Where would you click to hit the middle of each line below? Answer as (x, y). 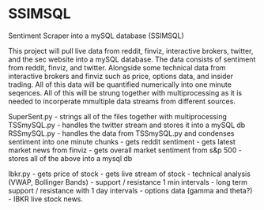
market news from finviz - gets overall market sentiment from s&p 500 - (125, 150)
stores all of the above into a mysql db (70, 158)
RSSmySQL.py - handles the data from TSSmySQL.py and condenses (121, 133)
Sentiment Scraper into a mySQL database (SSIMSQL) (96, 36)
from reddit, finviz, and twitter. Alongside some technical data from (117, 67)
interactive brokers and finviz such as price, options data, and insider (121, 76)
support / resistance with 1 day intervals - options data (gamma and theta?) (130, 190)
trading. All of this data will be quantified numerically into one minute (120, 84)
